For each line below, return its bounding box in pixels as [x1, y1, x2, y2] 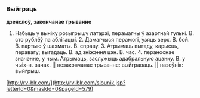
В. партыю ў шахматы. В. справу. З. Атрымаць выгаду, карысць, [14, 42, 179, 49]
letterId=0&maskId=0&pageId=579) [6, 86, 94, 93]
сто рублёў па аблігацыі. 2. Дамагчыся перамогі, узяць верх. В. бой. [14, 36, 190, 43]
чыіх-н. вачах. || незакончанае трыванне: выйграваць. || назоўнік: [14, 61, 184, 68]
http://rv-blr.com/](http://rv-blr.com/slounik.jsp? [8, 79, 126, 86]
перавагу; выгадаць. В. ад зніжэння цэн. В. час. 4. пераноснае [14, 49, 175, 56]
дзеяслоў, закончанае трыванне [6, 18, 91, 26]
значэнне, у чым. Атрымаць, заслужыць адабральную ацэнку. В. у [14, 55, 186, 62]
